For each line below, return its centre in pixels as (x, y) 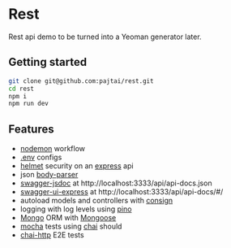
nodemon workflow (53, 149)
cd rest (21, 89)
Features (31, 129)
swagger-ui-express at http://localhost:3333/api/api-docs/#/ (122, 192)
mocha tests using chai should (71, 226)
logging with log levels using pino (76, 209)
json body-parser (49, 175)
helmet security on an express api (77, 166)
